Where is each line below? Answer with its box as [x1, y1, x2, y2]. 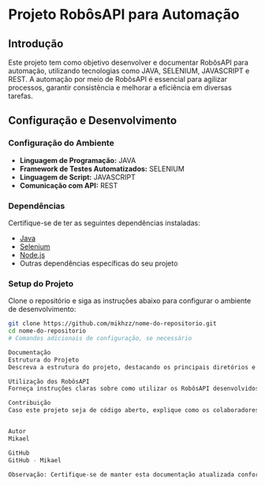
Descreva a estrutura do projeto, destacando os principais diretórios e [8, 363, 256, 371]
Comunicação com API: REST [19, 180, 118, 190]
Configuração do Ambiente [8, 138, 114, 149]
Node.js [19, 250, 46, 259]
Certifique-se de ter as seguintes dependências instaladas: [8, 218, 201, 228]
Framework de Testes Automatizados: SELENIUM [19, 164, 185, 173]
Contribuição [8, 399, 51, 407]
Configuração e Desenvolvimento [8, 114, 177, 128]
